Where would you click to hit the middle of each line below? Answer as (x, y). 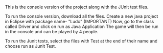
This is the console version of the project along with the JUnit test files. (77, 7)
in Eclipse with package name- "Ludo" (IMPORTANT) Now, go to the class (80, 21)
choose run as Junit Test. (31, 46)
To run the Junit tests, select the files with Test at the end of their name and (81, 41)
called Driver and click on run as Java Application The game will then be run (82, 26)
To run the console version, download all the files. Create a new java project (81, 16)
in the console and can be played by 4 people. (52, 32)
